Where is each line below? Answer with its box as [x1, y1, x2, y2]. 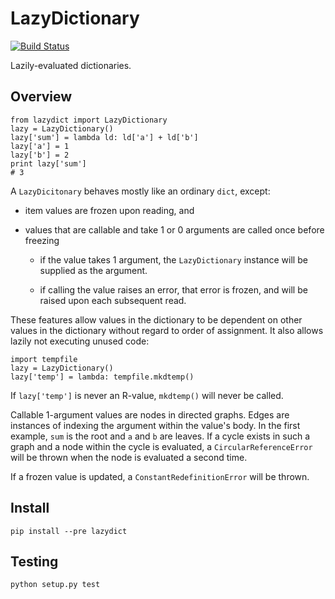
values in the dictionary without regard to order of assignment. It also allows [10, 324, 324, 336]
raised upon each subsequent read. [39, 294, 187, 306]
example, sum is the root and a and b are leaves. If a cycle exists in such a [10, 430, 311, 442]
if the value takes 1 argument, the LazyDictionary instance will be [39, 253, 308, 266]
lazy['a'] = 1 [10, 141, 70, 151]
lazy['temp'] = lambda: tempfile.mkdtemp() [10, 372, 195, 382]
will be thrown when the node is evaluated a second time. [10, 451, 248, 463]
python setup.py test [10, 580, 101, 590]
